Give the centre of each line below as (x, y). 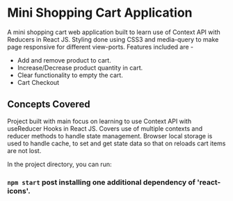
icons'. (19, 191)
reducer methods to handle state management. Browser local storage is (110, 136)
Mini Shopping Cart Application (100, 13)
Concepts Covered (49, 105)
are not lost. (24, 150)
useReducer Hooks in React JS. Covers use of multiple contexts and (105, 128)
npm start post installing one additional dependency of (102, 182)
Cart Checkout (38, 82)
